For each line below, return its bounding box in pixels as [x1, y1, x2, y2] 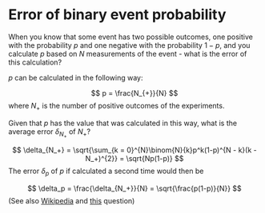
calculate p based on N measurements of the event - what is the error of [8, 49, 247, 58]
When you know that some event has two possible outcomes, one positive [8, 32, 254, 41]
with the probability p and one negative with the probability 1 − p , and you [8, 40, 251, 49]
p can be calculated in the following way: [8, 73, 143, 82]
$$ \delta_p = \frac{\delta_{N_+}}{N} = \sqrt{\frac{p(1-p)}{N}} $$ [27, 183, 242, 193]
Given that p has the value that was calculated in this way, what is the [8, 118, 238, 128]
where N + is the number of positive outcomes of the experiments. [8, 101, 225, 112]
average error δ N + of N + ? [8, 126, 90, 139]
